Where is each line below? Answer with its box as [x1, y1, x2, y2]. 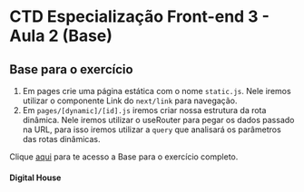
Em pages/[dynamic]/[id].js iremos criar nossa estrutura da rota [22, 105, 267, 115]
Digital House [9, 172, 62, 183]
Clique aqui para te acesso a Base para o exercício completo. [9, 151, 239, 162]
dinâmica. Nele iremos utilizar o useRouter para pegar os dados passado [22, 115, 295, 125]
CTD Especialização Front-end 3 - [9, 6, 270, 27]
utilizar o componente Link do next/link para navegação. [22, 95, 238, 106]
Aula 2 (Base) [9, 25, 113, 46]
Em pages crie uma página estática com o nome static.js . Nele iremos [22, 86, 292, 96]
